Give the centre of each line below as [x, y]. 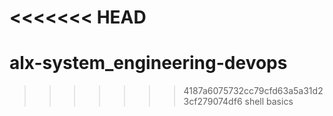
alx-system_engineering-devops [148, 63]
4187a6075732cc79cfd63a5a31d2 [253, 91]
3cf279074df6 [213, 102]
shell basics [269, 102]
